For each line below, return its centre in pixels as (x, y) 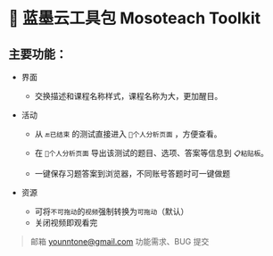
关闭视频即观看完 (66, 223)
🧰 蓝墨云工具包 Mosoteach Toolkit (134, 18)
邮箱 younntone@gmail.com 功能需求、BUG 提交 (120, 241)
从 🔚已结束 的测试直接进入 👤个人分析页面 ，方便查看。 (128, 134)
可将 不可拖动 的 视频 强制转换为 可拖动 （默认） (112, 211)
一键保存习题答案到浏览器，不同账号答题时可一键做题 (132, 173)
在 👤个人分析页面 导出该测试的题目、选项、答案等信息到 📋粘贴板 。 (152, 153)
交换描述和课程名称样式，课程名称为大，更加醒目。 (128, 96)
